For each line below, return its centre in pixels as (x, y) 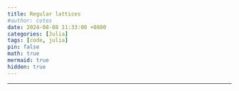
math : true (23, 54)
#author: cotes (30, 21)
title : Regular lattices (44, 14)
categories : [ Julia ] (38, 34)
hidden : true (27, 67)
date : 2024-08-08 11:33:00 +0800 (57, 27)
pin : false (23, 47)
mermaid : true (28, 60)
